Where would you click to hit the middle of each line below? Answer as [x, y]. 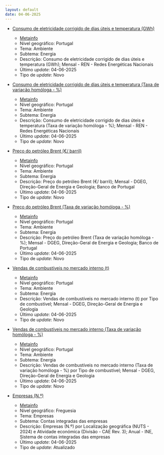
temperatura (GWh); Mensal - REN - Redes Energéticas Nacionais [86, 64]
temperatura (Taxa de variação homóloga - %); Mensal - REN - [84, 125]
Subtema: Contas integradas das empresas [63, 421]
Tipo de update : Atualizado [47, 447]
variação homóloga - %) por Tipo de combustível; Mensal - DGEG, [87, 370]
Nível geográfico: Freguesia [48, 410]
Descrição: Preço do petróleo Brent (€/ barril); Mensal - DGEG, [83, 182]
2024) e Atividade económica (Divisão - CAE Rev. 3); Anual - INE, [86, 431]
